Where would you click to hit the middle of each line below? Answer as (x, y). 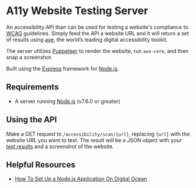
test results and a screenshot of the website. (60, 146)
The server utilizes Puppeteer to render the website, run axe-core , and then (97, 51)
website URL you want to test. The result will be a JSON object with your (94, 140)
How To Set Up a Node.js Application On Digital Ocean (81, 179)
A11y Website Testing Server (77, 11)
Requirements (32, 87)
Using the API (31, 120)
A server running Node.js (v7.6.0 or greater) (67, 101)
